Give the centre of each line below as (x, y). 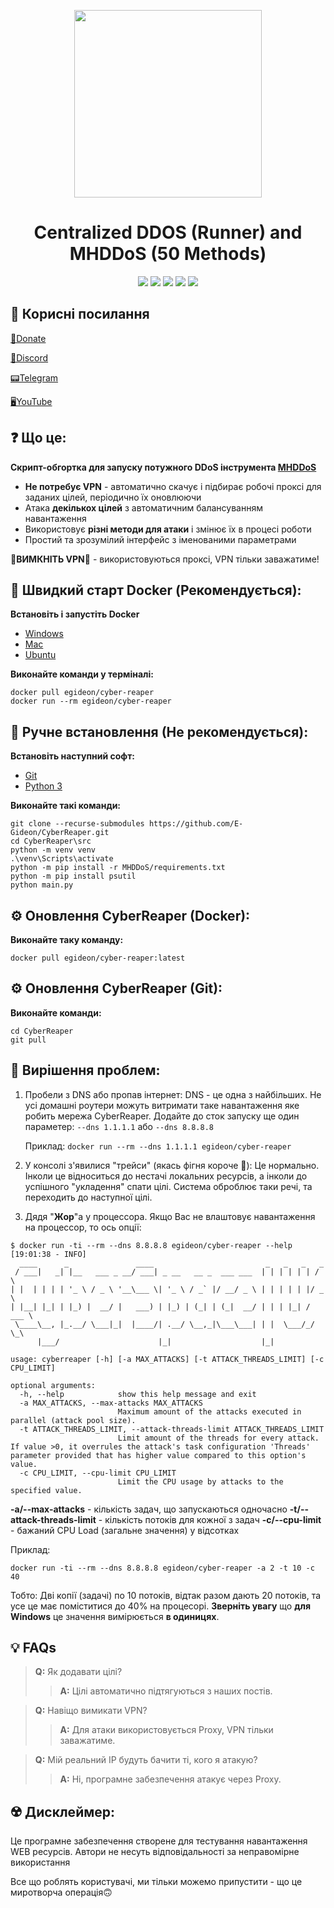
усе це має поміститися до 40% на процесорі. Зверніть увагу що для (160, 1606)
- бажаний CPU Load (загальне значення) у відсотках (125, 1530)
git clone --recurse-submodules (77, 824)
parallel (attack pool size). (73, 1420)
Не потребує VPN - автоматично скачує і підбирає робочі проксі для (173, 486)
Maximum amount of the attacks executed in (209, 1411)
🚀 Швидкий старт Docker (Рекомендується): (156, 590)
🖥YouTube (31, 401)
